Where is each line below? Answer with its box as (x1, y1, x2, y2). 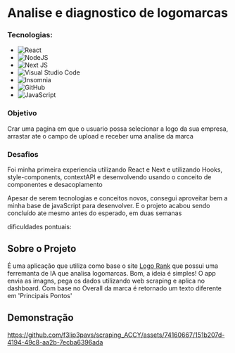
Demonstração (7, 312, 74, 324)
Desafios (7, 149, 39, 159)
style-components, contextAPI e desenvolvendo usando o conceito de (7, 173, 212, 181)
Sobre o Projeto (7, 243, 77, 255)
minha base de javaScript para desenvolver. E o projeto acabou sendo (7, 202, 210, 210)
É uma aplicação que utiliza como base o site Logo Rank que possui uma (7, 262, 219, 270)
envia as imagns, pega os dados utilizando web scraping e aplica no (7, 276, 205, 285)
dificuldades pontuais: (7, 223, 72, 231)
